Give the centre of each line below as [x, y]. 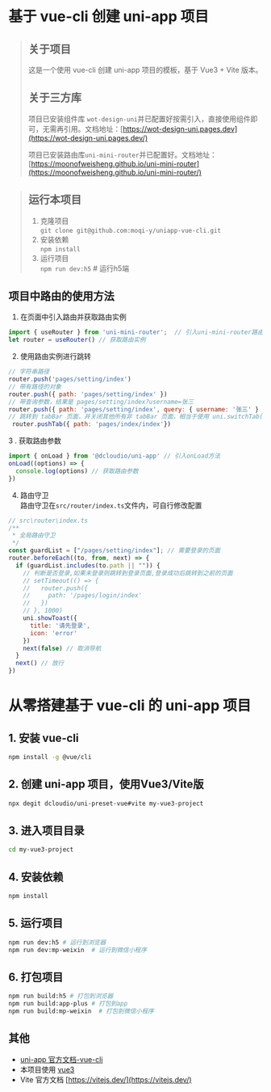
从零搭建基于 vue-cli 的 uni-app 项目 [130, 706]
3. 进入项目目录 [46, 831]
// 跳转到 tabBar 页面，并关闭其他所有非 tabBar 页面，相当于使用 [109, 417]
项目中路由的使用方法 [61, 296]
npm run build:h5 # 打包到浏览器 [61, 996]
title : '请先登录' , [60, 626]
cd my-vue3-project [41, 850]
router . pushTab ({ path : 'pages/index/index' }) [92, 424]
